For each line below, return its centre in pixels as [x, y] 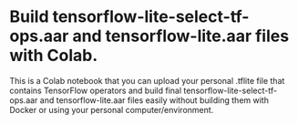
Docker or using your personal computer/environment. [112, 109]
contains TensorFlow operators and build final [96, 90]
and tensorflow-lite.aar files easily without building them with [154, 100]
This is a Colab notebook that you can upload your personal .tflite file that [147, 80]
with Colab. [54, 56]
